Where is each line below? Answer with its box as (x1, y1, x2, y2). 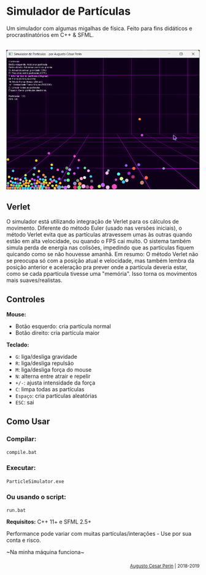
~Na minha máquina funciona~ (6, 549, 85, 556)
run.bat (6, 507, 26, 514)
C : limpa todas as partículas (15, 385, 85, 393)
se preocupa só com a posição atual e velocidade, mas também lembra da (6, 257, 194, 264)
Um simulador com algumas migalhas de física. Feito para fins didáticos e (6, 25, 193, 32)
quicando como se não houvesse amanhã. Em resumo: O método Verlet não (6, 250, 199, 257)
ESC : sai (15, 398, 34, 406)
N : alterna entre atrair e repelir (15, 372, 91, 380)
